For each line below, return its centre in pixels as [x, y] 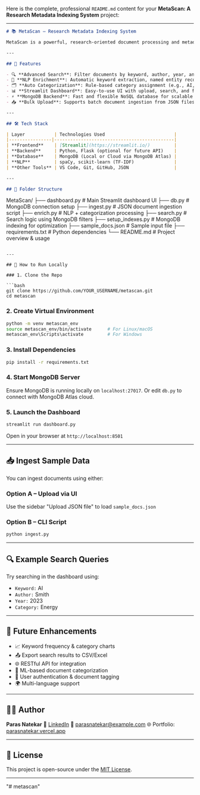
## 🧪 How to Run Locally [37, 265]
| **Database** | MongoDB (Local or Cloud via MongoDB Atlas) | [92, 157]
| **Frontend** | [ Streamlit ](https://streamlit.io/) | [92, 145]
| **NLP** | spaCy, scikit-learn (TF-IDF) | [92, 162]
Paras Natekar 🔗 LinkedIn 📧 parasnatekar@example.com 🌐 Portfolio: [90, 724]
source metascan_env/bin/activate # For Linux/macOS [79, 329]
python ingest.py [28, 534]
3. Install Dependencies [41, 350]
